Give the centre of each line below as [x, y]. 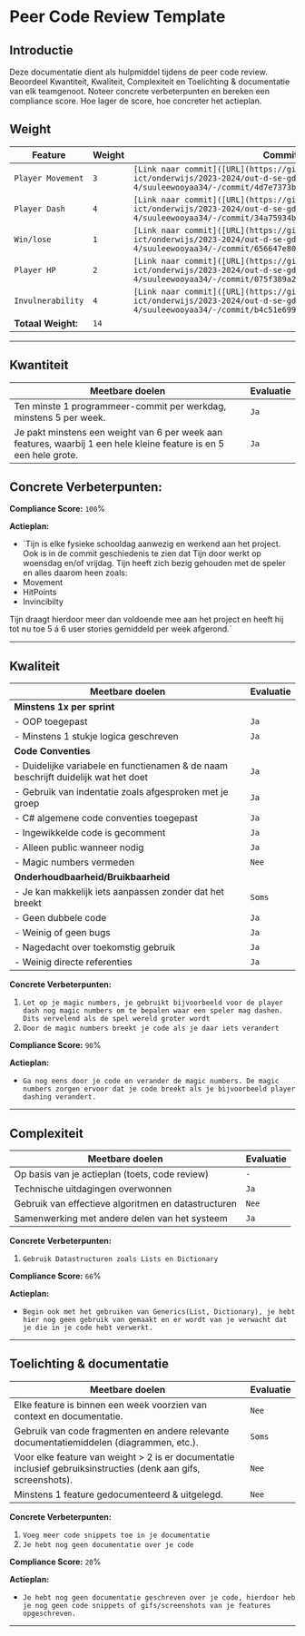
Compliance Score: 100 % [58, 509]
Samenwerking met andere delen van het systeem [121, 1219]
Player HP [35, 270]
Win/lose [33, 239]
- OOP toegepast [51, 721]
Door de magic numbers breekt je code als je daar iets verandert [151, 1029]
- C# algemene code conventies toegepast [106, 818]
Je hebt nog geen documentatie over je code [108, 1544]
